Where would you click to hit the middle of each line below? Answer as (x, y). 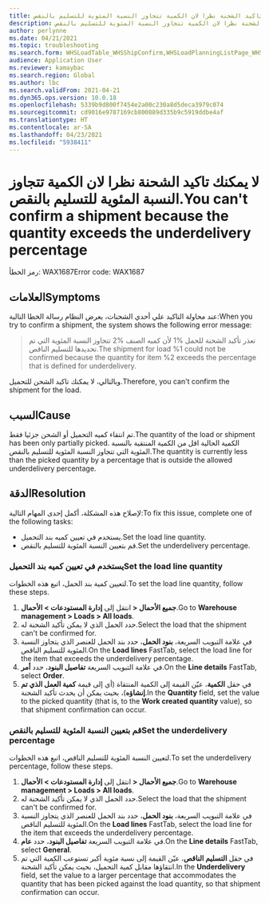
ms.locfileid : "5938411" (50, 142)
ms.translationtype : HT (49, 120)
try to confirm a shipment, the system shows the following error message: (131, 325)
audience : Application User (56, 61)
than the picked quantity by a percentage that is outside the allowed (121, 460)
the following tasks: (41, 521)
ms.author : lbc (34, 82)
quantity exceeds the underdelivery (130, 233)
